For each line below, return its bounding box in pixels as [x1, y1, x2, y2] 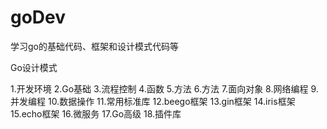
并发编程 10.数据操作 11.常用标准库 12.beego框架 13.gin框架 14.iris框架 [10, 95, 296, 107]
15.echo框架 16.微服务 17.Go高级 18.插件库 [10, 107, 182, 120]
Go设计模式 [10, 61, 58, 73]
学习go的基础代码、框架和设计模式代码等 [10, 40, 179, 52]
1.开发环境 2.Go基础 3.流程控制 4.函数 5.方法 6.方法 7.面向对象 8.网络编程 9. [10, 82, 319, 95]
